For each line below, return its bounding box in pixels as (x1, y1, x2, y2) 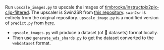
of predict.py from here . (5, 20, 55, 26)
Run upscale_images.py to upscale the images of (5, 4, 104, 10)
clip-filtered (5, 9, 29, 15)
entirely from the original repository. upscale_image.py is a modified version (5, 15, 159, 20)
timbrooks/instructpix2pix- (105, 4, 160, 10)
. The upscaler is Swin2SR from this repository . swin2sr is (29, 9, 146, 15)
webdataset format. (12, 40, 51, 46)
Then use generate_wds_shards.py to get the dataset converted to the (12, 35, 154, 41)
